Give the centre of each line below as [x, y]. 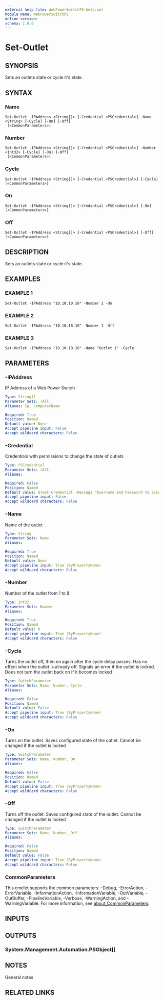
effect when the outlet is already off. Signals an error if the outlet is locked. [80, 667]
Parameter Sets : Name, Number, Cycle [43, 685]
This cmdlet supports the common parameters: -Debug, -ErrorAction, [75, 888]
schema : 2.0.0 [20, 23]
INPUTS [17, 919]
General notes [19, 977]
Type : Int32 [17, 602]
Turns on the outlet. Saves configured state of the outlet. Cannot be [73, 741]
